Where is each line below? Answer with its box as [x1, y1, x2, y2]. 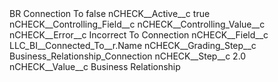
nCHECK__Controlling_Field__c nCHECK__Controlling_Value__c [9, 18, 266, 30]
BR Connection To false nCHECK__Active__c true [9, 8, 211, 19]
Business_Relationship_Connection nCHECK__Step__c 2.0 [9, 50, 247, 62]
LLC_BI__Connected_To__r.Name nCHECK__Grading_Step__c [9, 40, 257, 51]
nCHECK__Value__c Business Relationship [9, 61, 181, 72]
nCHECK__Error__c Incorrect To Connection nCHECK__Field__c [9, 29, 269, 41]
